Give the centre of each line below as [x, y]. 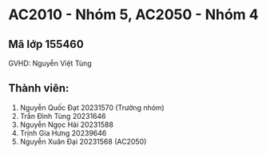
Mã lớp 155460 [46, 44]
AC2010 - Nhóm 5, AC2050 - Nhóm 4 [133, 15]
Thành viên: [39, 88]
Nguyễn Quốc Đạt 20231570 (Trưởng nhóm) [92, 107]
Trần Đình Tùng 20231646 [63, 116]
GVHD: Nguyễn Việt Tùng [50, 63]
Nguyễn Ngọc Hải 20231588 [67, 124]
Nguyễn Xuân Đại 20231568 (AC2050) [83, 141]
